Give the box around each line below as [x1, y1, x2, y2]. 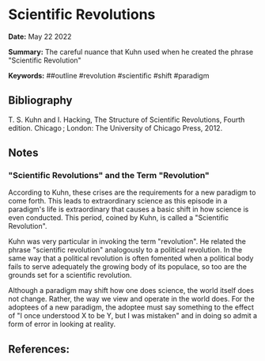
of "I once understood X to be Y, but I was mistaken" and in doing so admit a [8, 311, 258, 321]
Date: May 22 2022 [8, 32, 72, 41]
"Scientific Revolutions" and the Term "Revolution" [8, 170, 210, 181]
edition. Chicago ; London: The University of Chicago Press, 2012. [8, 123, 223, 132]
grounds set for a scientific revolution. [8, 271, 132, 280]
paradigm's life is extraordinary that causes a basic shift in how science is [8, 204, 249, 215]
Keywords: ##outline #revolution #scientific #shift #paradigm [8, 70, 210, 80]
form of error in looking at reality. [8, 319, 116, 329]
